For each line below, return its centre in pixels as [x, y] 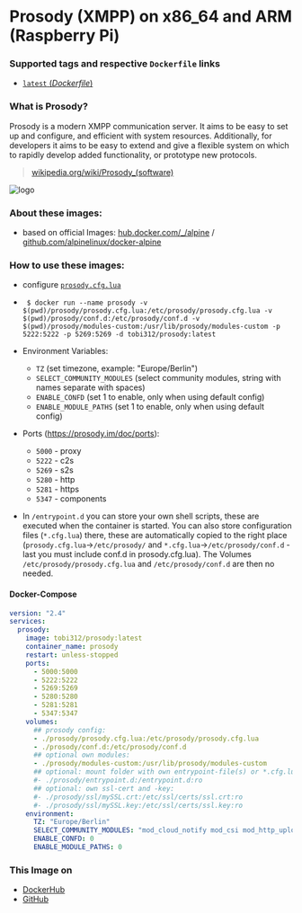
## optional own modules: [81, 755]
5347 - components [71, 499]
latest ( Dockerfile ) [58, 84]
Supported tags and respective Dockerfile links [115, 64]
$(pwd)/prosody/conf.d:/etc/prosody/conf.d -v [111, 319]
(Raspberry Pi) [64, 35]
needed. [38, 573]
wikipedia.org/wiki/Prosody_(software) [102, 172]
